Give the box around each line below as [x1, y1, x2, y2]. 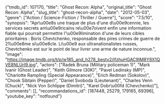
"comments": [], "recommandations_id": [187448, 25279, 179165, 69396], [5, 88, 155, 94]
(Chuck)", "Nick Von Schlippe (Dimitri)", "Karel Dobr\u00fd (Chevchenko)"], [5, 83, 160, 88]
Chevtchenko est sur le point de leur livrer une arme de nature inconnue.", [5, 46, 156, 52]
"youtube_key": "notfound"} [5, 93, 62, 99]
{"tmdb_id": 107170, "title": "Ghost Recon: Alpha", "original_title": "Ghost [5, 4, 152, 10]
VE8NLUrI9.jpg [5, 62, 36, 68]
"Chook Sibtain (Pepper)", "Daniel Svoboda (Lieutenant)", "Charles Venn [5, 77, 153, 83]
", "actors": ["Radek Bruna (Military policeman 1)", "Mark [35, 62, 150, 68]
